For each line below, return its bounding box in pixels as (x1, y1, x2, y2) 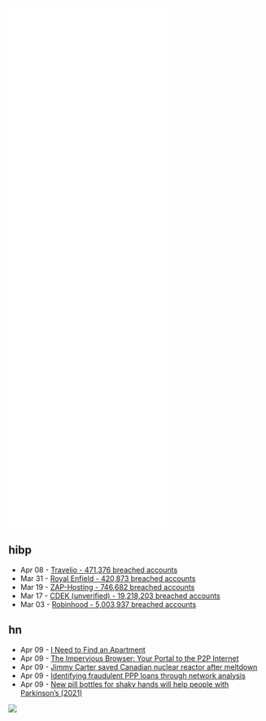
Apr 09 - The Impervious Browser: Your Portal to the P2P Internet (20, 653, 239, 663)
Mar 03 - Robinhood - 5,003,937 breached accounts (20, 599, 197, 609)
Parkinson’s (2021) (20, 688, 83, 697)
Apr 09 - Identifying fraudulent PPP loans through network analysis (20, 671, 246, 680)
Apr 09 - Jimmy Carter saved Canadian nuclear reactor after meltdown (20, 662, 258, 671)
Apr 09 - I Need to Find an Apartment (20, 645, 146, 654)
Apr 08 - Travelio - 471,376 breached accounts (20, 565, 178, 575)
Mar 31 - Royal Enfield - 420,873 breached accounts (20, 573, 196, 583)
